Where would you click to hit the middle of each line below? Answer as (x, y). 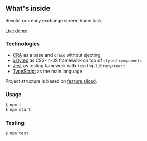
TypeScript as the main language (47, 72)
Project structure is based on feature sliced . (51, 81)
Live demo (16, 31)
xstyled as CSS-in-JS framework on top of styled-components (77, 60)
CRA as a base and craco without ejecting (56, 55)
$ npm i (14, 105)
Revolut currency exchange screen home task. (54, 20)
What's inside (28, 8)
